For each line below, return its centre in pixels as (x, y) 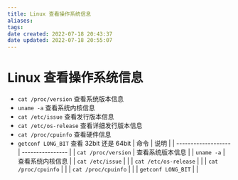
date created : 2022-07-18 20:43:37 (60, 34)
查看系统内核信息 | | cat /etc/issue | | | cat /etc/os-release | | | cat (118, 162)
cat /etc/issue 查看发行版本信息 (66, 117)
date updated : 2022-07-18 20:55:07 (60, 41)
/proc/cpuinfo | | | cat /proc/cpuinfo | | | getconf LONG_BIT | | (108, 169)
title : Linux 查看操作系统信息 (49, 14)
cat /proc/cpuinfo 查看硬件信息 (64, 134)
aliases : (20, 21)
